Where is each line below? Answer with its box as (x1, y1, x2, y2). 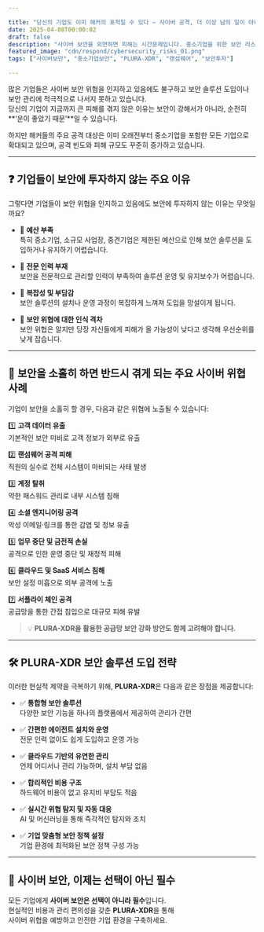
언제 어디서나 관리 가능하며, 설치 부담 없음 (19, 761, 148, 771)
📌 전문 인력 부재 (19, 261, 68, 271)
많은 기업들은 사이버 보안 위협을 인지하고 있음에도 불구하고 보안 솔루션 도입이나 (8, 84, 250, 94)
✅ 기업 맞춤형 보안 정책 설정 (19, 831, 104, 841)
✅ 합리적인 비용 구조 (19, 778, 82, 787)
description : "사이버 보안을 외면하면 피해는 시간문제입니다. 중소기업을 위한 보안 (8, 40, 242, 48)
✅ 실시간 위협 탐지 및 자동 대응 (19, 805, 112, 814)
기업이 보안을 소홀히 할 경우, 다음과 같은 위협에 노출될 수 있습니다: (8, 404, 210, 413)
